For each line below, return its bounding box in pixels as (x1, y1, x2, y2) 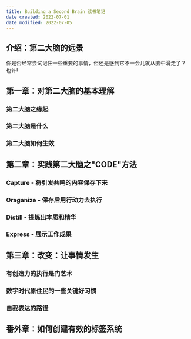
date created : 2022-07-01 (6, 14, 69, 20)
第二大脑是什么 (6, 122, 49, 130)
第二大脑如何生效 (6, 139, 55, 148)
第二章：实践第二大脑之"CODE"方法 (6, 159, 137, 169)
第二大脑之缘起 (6, 105, 49, 113)
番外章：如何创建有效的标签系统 (6, 324, 122, 334)
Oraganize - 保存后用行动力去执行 (6, 195, 102, 204)
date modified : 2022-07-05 (6, 19, 72, 25)
